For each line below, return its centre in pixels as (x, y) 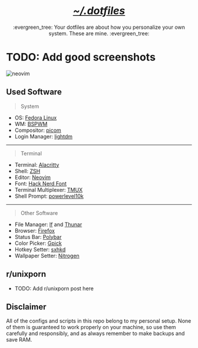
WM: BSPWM (31, 124)
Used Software (34, 92)
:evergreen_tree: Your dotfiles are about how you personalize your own (99, 27)
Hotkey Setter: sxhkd (40, 249)
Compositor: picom (38, 130)
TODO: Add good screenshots (81, 57)
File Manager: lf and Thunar (48, 224)
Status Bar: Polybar (38, 237)
